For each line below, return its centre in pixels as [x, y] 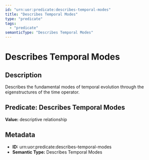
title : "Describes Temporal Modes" [42, 14]
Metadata [20, 135]
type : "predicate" [24, 19]
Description [23, 75]
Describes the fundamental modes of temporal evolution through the [74, 87]
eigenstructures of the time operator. [42, 92]
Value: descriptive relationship [36, 119]
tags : [11, 23]
